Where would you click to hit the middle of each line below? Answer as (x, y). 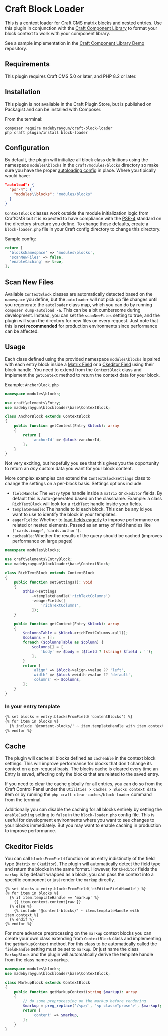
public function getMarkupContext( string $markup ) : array (76, 992)
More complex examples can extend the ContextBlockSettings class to (78, 478)
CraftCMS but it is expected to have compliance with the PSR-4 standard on (83, 218)
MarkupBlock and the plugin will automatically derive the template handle (79, 954)
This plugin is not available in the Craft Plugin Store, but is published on (78, 104)
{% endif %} (22, 920)
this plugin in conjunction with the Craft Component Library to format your (81, 28)
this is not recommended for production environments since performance (81, 326)
